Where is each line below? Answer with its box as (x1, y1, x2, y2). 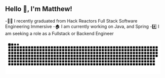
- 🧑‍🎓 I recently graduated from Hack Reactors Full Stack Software (5, 18, 137, 24)
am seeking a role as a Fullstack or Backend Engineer (5, 30, 114, 36)
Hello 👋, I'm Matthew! (5, 5, 73, 13)
